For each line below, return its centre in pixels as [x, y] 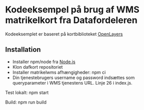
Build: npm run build [26, 102]
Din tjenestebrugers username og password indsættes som [73, 77]
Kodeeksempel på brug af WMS [72, 10]
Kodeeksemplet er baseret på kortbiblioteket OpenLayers [64, 34]
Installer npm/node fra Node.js [44, 62]
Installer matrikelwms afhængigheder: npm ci [59, 72]
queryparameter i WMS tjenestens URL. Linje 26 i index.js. [72, 83]
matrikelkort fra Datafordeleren [71, 20]
